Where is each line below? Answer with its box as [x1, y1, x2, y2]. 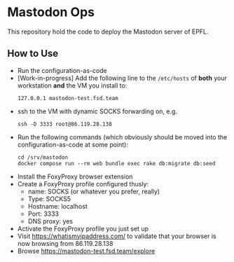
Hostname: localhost [27, 202, 88, 210]
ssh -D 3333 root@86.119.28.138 [17, 120, 112, 127]
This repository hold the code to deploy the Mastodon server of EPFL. [7, 27, 209, 36]
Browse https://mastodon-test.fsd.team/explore [17, 247, 156, 255]
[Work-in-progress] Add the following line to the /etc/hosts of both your [17, 74, 228, 82]
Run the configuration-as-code [17, 66, 107, 74]
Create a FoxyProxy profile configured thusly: [17, 179, 149, 188]
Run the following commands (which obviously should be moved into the [17, 132, 228, 141]
